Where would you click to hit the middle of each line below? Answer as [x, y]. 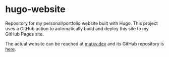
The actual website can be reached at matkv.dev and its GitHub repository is [85, 43]
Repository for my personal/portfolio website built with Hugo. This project [81, 23]
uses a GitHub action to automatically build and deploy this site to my [77, 28]
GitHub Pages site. [24, 34]
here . [11, 49]
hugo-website [35, 9]
